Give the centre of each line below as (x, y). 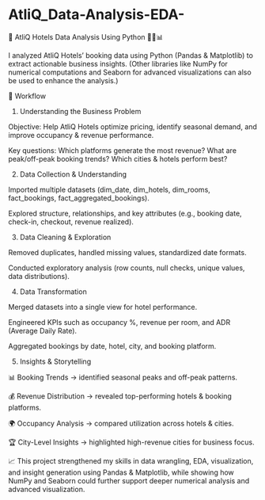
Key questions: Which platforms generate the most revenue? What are (123, 150)
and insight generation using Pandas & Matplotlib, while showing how (121, 472)
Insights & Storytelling (55, 361)
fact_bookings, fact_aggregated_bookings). (79, 198)
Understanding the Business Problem (80, 111)
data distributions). (39, 276)
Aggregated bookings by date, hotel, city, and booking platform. (112, 345)
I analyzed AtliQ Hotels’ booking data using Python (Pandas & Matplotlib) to (131, 55)
